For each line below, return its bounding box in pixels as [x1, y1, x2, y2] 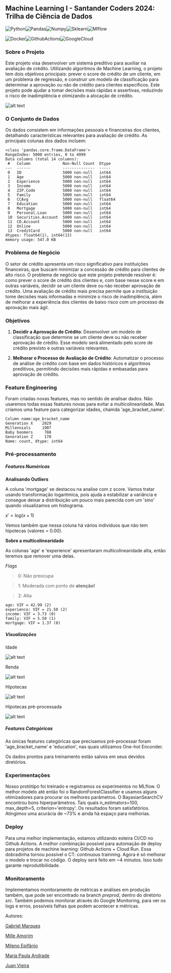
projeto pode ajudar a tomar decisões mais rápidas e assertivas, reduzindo [5, 87, 163, 94]
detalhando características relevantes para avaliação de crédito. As [5, 133, 147, 139]
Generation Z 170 [5, 435, 52, 440]
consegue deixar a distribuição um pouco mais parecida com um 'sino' [5, 497, 155, 503]
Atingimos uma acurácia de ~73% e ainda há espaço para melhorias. [5, 811, 151, 817]
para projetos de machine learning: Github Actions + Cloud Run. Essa [5, 846, 152, 852]
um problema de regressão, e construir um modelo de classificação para [5, 76, 159, 82]
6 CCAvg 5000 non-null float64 [7, 197, 116, 202]
